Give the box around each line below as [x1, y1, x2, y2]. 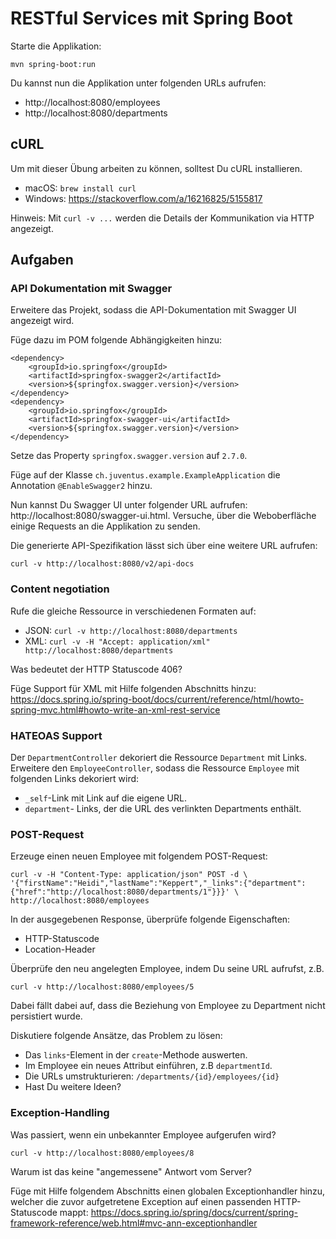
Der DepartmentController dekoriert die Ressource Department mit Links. [10, 752, 308, 764]
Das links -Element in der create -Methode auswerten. [24, 1049, 248, 1061]
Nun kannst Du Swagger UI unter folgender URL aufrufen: [10, 499, 248, 511]
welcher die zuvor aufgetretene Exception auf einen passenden [10, 1195, 272, 1207]
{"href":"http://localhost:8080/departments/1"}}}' [10, 887, 230, 897]
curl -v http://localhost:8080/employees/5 [10, 982, 195, 992]
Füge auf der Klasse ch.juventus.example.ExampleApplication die [10, 469, 281, 481]
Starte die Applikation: [10, 40, 102, 52]
